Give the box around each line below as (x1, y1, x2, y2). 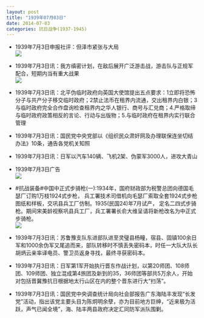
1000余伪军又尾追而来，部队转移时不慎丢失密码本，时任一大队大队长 (25, 241, 198, 249)
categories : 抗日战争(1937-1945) (6, 26, 87, 32)
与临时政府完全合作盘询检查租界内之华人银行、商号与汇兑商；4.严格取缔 (15, 104, 196, 111)
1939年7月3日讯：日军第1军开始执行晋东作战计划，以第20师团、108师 (15, 262, 190, 269)
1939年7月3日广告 (15, 165, 61, 173)
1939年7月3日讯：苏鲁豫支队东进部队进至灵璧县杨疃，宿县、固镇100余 (15, 234, 192, 241)
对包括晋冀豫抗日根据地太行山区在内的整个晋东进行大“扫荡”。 (15, 277, 169, 285)
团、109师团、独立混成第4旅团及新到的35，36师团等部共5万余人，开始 (15, 270, 193, 277)
